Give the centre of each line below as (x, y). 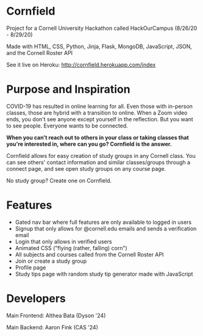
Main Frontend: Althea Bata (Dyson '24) (56, 315)
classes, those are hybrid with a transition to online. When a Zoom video (97, 113)
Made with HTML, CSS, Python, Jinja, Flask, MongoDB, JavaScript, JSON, (99, 46)
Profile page (30, 267)
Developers (36, 298)
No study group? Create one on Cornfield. (59, 181)
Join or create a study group (51, 261)
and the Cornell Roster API (40, 52)
